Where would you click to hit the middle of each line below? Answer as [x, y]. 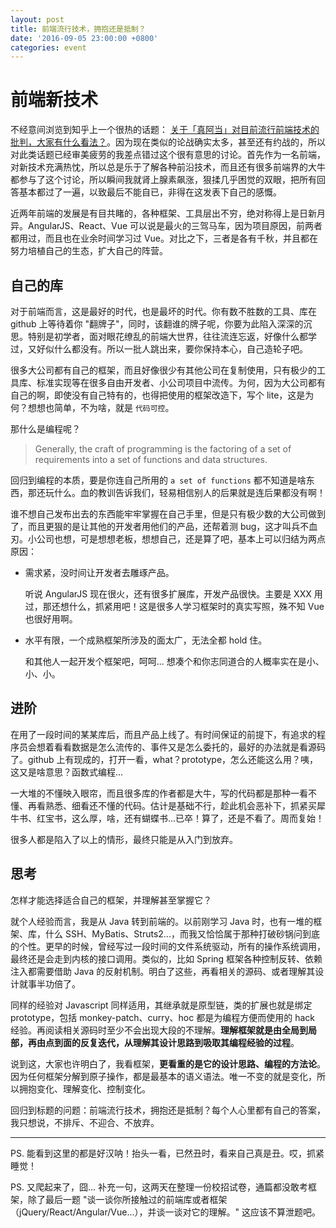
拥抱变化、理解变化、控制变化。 [84, 1088]
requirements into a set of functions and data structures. [151, 459]
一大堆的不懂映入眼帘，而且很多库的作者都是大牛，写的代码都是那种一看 [159, 793]
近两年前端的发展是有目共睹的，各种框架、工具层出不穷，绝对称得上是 [155, 213]
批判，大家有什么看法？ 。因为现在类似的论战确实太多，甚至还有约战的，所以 [168, 142]
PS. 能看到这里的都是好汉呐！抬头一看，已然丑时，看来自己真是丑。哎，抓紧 [167, 1153]
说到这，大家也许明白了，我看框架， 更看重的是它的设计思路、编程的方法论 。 [168, 1063]
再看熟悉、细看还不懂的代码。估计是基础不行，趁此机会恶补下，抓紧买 [172, 805]
